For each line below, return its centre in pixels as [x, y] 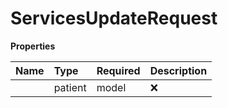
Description [178, 70]
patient [70, 87]
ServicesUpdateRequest [114, 18]
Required [118, 70]
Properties [33, 46]
